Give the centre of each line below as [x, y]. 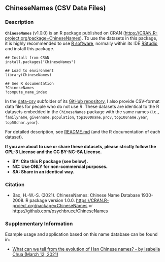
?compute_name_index [26, 92]
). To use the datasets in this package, [119, 38]
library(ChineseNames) [28, 75]
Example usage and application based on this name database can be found [81, 234]
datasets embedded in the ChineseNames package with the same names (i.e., [82, 112]
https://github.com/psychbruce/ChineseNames [60, 211]
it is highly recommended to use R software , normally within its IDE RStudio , [82, 43]
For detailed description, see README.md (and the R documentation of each [83, 131]
